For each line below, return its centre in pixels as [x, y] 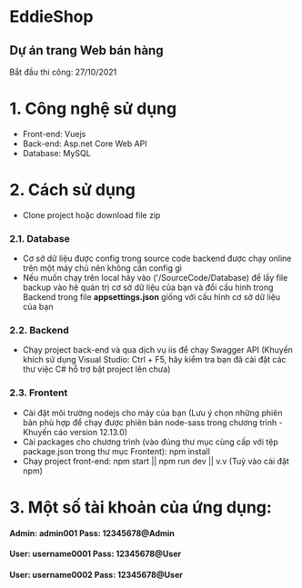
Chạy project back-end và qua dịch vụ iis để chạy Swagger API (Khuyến [158, 350]
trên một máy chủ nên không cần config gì [102, 268]
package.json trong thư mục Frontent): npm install [116, 451]
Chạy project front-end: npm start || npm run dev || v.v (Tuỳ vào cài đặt [156, 461]
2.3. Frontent [39, 393]
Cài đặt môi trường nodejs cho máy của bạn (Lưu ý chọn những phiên [152, 413]
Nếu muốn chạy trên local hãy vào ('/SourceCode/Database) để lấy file [155, 278]
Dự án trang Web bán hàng [86, 50]
